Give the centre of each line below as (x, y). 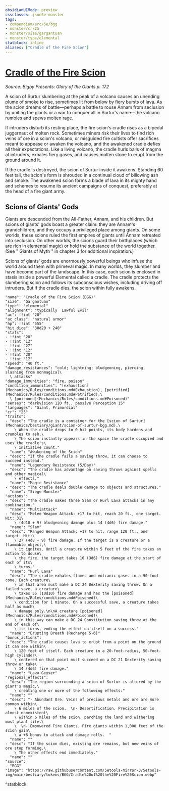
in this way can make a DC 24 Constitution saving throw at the (88, 620)
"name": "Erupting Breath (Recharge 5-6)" (55, 633)
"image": (14, 771)
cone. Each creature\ (28, 580)
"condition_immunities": (31, 386)
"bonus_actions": (23, 638)
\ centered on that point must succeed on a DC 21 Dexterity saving (88, 660)
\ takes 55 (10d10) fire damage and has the (62, 594)
